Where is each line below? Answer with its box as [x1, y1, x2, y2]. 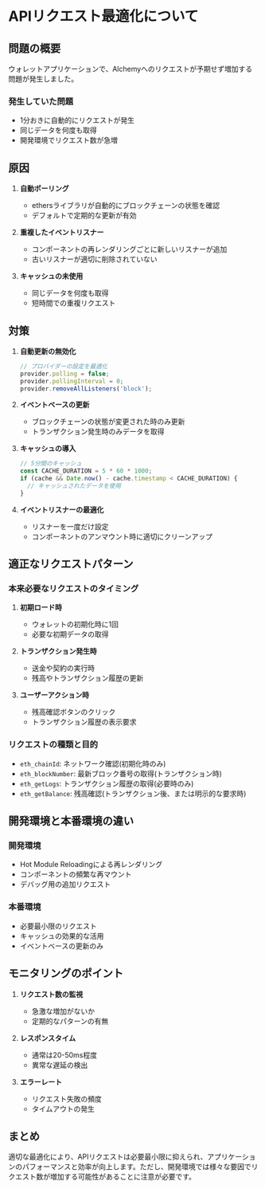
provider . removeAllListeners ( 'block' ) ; [19, 384, 153, 393]
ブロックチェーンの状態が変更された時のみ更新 [31, 417, 185, 426]
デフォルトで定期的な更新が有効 [31, 210, 137, 220]
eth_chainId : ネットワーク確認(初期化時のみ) [19, 759, 166, 768]
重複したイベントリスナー [19, 228, 104, 237]
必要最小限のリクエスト [19, 921, 97, 931]
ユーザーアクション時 [19, 690, 90, 700]
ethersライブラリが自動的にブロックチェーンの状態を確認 [31, 201, 220, 210]
